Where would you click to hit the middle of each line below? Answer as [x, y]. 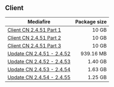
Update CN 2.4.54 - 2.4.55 [39, 77]
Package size [91, 21]
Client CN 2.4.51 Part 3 [34, 46]
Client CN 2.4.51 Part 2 [34, 37]
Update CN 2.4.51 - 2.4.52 [39, 53]
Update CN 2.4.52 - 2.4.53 [39, 61]
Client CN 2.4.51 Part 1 [34, 30]
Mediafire [39, 21]
